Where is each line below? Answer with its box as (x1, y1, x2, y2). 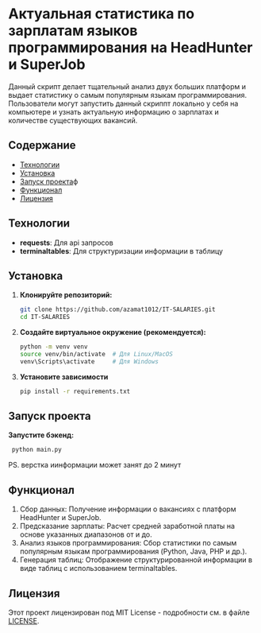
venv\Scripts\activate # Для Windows (19, 357, 159, 366)
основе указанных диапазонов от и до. (19, 530, 152, 539)
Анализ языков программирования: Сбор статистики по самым (19, 538, 237, 548)
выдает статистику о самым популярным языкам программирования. (8, 90, 248, 99)
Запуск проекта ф (19, 177, 79, 186)
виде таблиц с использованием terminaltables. (19, 564, 178, 573)
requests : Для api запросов (19, 238, 113, 247)
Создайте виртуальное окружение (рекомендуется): (19, 328, 206, 337)
